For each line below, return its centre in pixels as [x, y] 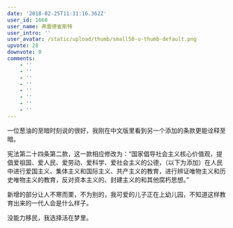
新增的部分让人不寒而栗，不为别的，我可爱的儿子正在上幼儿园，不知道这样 [113, 194]
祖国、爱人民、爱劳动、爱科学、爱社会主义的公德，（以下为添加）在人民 [121, 162]
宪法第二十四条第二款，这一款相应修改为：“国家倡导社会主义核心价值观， [112, 153]
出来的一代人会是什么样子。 [52, 203]
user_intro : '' [29, 33]
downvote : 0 [24, 53]
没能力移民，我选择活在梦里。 [50, 218]
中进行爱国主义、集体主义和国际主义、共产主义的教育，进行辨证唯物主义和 [113, 171]
